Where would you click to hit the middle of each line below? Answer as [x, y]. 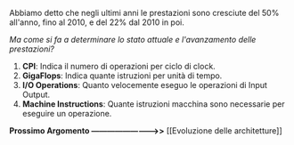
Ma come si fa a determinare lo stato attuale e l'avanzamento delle [133, 40]
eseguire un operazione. [67, 113]
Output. [36, 94]
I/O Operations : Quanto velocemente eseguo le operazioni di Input [144, 85]
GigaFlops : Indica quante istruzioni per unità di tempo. [122, 76]
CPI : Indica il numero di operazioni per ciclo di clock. [118, 66]
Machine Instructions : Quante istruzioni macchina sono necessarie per [153, 104]
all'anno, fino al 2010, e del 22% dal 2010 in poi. [97, 22]
